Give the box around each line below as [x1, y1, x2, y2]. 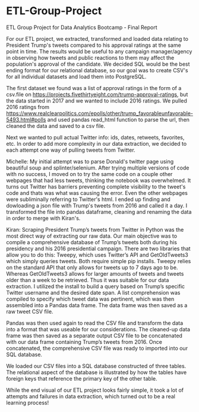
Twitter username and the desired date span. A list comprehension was [6, 289, 181, 296]
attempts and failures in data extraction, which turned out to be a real [6, 392, 175, 400]
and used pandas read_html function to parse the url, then [47, 116, 190, 123]
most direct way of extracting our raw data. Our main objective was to [6, 232, 177, 239]
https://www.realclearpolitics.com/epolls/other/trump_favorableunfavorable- [6, 110, 194, 117]
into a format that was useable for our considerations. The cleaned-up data [6, 325, 191, 333]
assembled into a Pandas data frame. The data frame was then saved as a [6, 301, 188, 309]
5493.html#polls [6, 116, 46, 123]
